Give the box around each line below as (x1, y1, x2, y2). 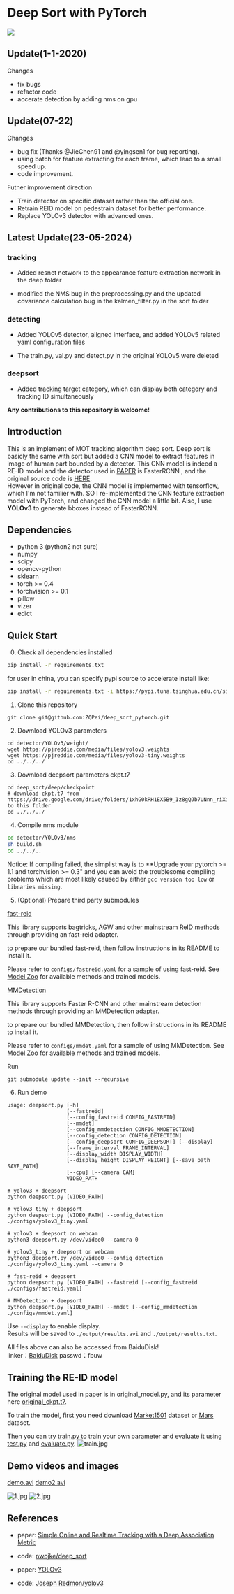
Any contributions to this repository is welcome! (7, 405, 150, 414)
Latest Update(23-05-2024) (7, 231, 132, 243)
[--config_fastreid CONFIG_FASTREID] (66, 1114, 176, 1121)
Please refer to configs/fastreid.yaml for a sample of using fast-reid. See (7, 965, 219, 973)
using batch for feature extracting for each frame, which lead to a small (17, 155, 222, 163)
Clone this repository (17, 701, 78, 709)
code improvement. (17, 169, 74, 178)
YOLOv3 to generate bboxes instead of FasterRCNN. (7, 503, 159, 512)
